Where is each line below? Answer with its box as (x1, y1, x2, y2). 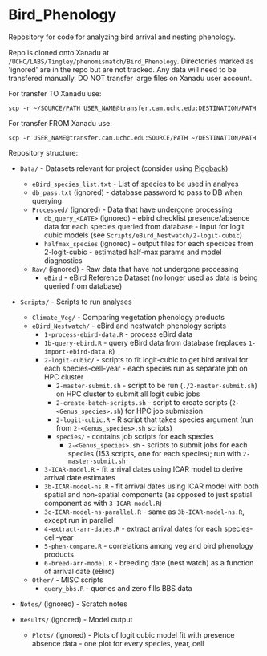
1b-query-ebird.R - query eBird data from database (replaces (43, 338, 247, 347)
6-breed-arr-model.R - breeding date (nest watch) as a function (43, 557, 254, 567)
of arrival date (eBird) (43, 566, 115, 576)
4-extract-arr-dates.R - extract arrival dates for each (43, 524, 223, 533)
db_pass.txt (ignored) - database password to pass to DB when (31, 187, 243, 197)
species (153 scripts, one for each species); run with (67, 448, 241, 458)
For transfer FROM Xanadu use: (8, 118, 112, 128)
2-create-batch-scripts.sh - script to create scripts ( (55, 397, 233, 407)
